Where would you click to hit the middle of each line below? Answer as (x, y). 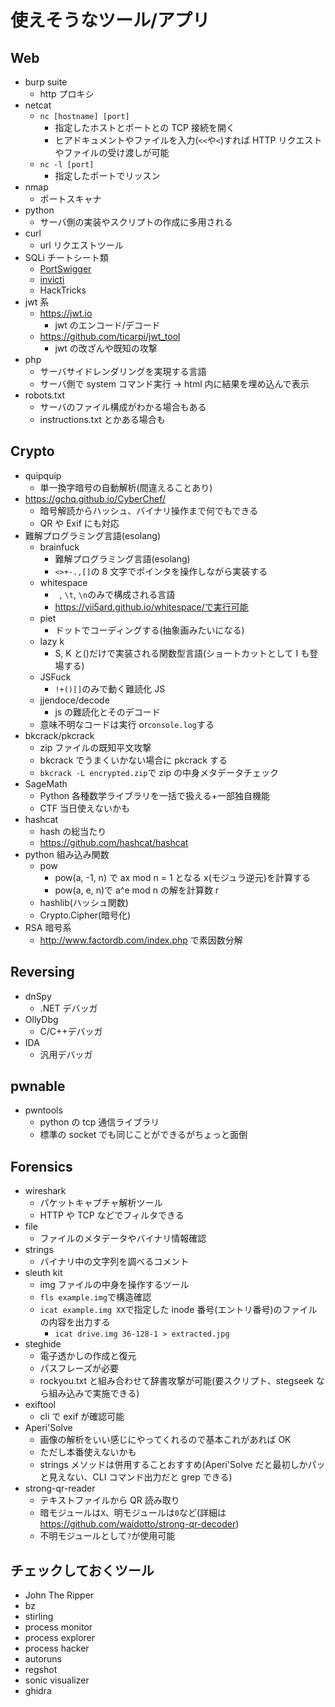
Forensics (41, 1166)
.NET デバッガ (68, 1008)
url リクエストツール (81, 245)
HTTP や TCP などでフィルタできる (112, 1215)
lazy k (52, 641)
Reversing (42, 972)
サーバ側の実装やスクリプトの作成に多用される (136, 222)
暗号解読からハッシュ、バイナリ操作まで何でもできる (149, 510)
